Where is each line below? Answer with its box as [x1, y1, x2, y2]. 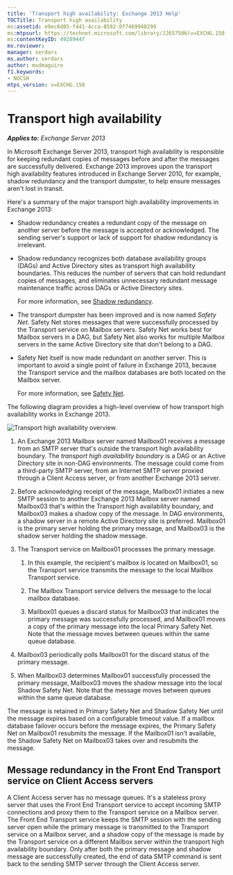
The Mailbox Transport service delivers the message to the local [27, 587, 212, 595]
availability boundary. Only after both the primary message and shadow [7, 845, 212, 853]
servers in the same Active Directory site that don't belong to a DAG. [17, 340, 213, 349]
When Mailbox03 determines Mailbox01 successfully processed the [17, 672, 211, 680]
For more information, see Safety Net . [17, 390, 126, 398]
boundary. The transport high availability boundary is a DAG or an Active [17, 452, 226, 460]
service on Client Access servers [7, 775, 154, 787]
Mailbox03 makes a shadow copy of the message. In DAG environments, [17, 510, 225, 518]
